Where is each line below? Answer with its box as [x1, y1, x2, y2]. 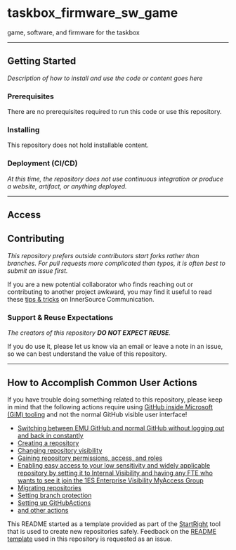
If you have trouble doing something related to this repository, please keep [7, 395, 223, 404]
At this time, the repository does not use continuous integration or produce [7, 174, 223, 183]
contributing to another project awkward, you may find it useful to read [7, 287, 212, 296]
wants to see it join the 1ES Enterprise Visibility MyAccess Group [17, 476, 204, 485]
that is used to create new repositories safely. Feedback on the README [7, 527, 216, 535]
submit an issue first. [7, 266, 68, 275]
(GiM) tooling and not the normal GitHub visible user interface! [7, 410, 188, 418]
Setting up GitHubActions [17, 498, 91, 507]
